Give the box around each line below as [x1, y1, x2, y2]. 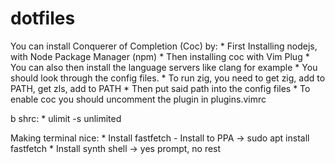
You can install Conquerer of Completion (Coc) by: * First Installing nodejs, [10, 40, 318, 52]
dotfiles [10, 7, 76, 30]
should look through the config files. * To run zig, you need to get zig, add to [10, 72, 326, 84]
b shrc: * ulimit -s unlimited [10, 112, 122, 124]
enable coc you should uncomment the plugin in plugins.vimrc [10, 93, 267, 105]
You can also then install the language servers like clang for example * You [10, 61, 318, 73]
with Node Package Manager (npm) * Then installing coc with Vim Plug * [10, 50, 310, 62]
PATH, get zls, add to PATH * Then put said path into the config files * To [10, 82, 311, 94]
